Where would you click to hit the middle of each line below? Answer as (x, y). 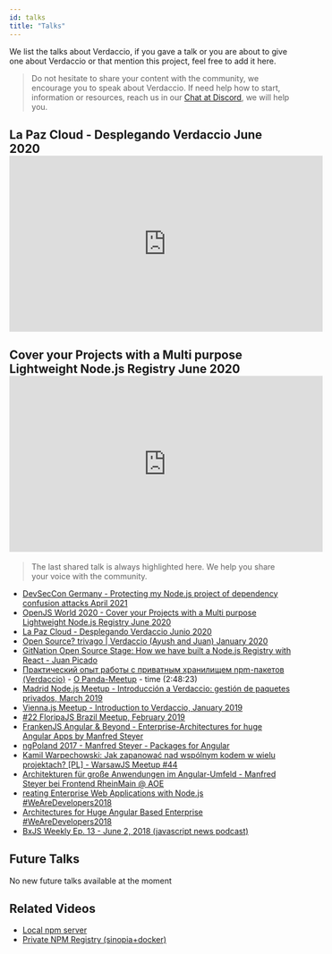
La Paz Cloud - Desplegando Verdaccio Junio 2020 (117, 631)
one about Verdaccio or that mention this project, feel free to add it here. (143, 61)
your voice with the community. (89, 576)
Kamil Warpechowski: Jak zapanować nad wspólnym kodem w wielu (149, 755)
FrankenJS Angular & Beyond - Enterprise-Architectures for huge (142, 726)
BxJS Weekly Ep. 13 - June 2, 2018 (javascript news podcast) (135, 831)
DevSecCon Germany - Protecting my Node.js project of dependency (150, 593)
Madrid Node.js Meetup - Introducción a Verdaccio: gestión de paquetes (156, 688)
